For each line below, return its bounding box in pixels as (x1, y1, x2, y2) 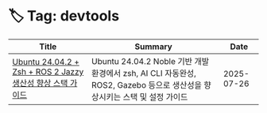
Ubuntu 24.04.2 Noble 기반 (91, 55, 193, 66)
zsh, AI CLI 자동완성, (122, 67, 197, 78)
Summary (134, 41, 172, 52)
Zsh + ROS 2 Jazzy (12, 66, 84, 77)
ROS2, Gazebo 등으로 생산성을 (91, 79, 203, 90)
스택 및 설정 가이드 (122, 91, 188, 102)
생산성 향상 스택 (12, 77, 68, 89)
